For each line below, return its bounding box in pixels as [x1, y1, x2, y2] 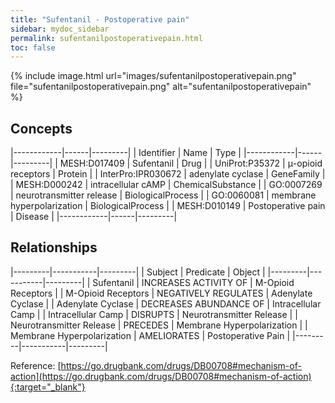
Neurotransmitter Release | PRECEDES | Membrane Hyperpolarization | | [10, 319, 308, 331]
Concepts [10, 120, 73, 137]
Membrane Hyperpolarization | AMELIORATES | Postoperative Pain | [10, 329, 291, 341]
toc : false [10, 42, 56, 53]
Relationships [10, 239, 98, 256]
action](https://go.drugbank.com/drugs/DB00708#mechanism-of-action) [10, 370, 312, 382]
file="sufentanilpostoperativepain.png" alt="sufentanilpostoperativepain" [10, 81, 312, 93]
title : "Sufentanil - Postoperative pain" [10, 14, 190, 25]
